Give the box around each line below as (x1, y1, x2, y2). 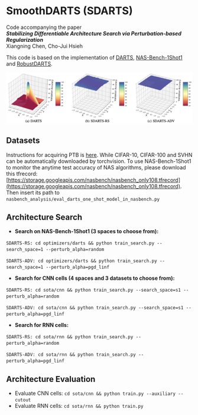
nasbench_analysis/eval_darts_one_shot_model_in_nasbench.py (6, 196, 160, 202)
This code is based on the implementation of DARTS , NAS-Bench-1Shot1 (6, 54, 183, 61)
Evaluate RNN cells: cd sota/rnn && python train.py (14, 403, 144, 410)
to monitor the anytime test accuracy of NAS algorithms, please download (6, 164, 186, 171)
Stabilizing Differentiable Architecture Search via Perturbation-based (6, 30, 182, 37)
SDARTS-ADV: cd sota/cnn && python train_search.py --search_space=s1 (6, 305, 184, 311)
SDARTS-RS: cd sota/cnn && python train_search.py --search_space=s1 (6, 287, 181, 293)
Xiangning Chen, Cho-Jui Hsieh (6, 43, 83, 50)
